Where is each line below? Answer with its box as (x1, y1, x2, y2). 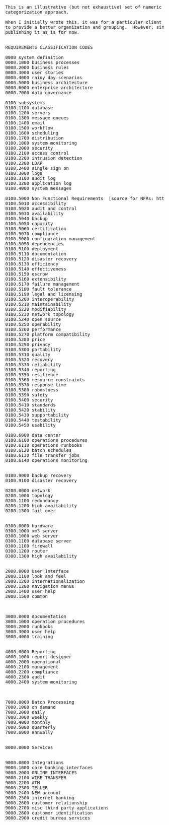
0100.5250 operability (5, 322, 61, 327)
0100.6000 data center (5, 433, 61, 438)
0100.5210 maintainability (5, 302, 72, 307)
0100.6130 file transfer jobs (5, 453, 80, 458)
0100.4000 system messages (5, 186, 72, 191)
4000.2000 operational (5, 659, 61, 664)
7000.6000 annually (5, 730, 53, 735)
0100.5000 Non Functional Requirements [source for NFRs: (5, 196, 154, 201)
